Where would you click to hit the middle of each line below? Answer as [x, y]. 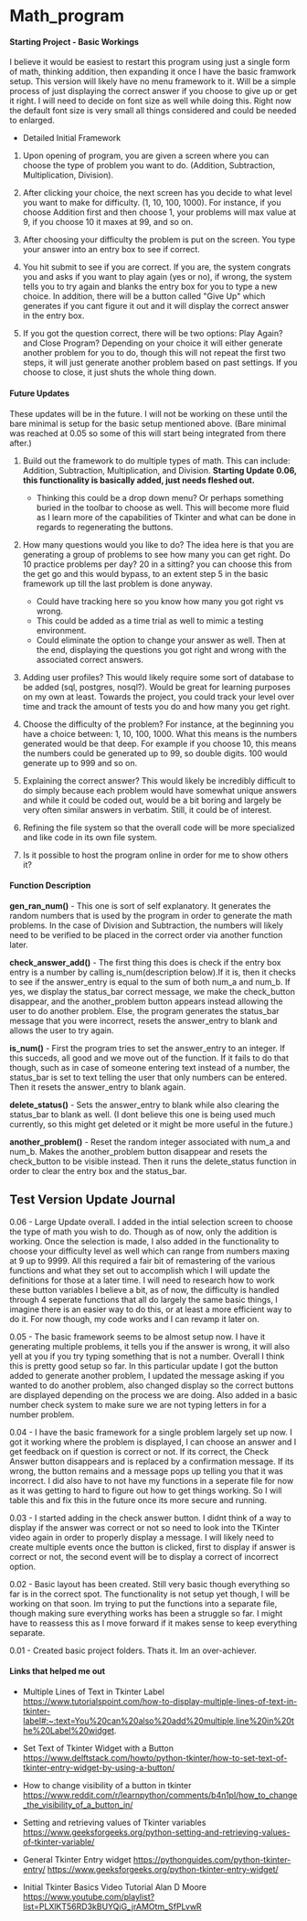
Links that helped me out [58, 1671]
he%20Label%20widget [69, 1730]
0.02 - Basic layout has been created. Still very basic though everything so [150, 1584]
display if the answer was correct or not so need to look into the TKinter [145, 1527]
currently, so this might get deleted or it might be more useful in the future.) [152, 1124]
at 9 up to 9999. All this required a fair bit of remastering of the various [143, 1260]
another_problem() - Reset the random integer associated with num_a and [150, 1142]
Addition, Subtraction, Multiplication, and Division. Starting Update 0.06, [159, 470]
